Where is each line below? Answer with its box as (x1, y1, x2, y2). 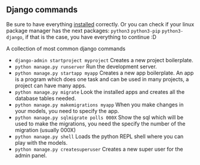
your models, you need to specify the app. (14, 107, 119, 114)
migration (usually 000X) (14, 126, 76, 133)
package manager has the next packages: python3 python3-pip (6, 27, 161, 34)
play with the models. (14, 139, 68, 146)
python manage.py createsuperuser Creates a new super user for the (14, 145, 183, 152)
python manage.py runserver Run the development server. (14, 63, 157, 70)
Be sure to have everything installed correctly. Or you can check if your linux (6, 20, 195, 27)
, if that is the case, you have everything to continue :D (21, 33, 157, 41)
